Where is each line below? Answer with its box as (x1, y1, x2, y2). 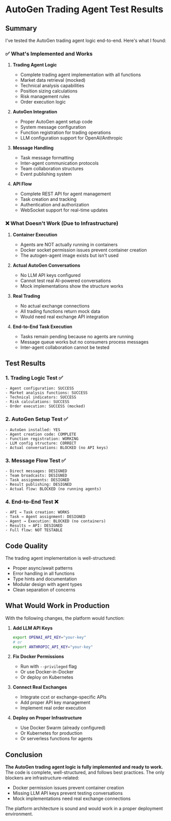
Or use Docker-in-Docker (20, 669, 74, 675)
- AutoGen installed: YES (5, 427, 60, 432)
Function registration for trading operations (20, 129, 111, 136)
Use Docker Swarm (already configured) (20, 724, 106, 731)
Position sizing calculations (20, 88, 78, 94)
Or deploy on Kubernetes (20, 674, 74, 681)
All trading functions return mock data (20, 308, 101, 314)
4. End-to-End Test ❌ (5, 498, 59, 505)
